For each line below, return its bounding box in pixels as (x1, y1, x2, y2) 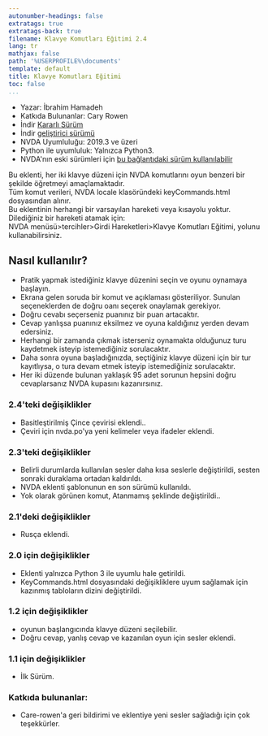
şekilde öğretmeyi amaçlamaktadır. (8, 178, 125, 188)
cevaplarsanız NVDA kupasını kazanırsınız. (19, 379, 163, 388)
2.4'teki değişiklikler (8, 399, 92, 410)
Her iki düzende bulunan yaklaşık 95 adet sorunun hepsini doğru (19, 370, 236, 380)
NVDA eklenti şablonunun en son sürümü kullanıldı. (19, 482, 192, 491)
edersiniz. (19, 327, 54, 337)
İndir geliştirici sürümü (19, 128, 95, 138)
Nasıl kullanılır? (8, 253, 88, 267)
